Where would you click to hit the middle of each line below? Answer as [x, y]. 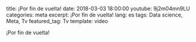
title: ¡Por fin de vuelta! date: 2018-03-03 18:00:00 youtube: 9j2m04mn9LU [98, 9]
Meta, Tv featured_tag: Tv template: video [57, 21]
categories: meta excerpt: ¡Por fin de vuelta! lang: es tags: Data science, [94, 15]
